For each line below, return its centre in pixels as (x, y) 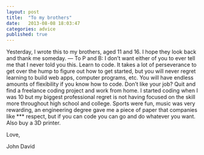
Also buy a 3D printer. (33, 123)
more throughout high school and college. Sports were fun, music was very (101, 103)
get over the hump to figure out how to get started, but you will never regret (101, 71)
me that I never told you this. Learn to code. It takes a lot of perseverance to (101, 65)
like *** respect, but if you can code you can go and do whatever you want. (101, 117)
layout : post (23, 12)
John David (21, 146)
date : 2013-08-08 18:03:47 (43, 23)
